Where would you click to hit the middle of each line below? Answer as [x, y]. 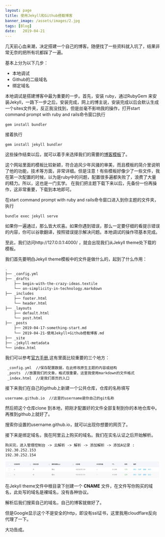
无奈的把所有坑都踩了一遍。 [37, 53]
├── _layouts [18, 309]
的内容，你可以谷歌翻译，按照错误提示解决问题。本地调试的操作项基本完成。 [82, 232]
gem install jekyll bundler [34, 145]
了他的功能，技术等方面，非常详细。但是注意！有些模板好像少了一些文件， [80, 171]
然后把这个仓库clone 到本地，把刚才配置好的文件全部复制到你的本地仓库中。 [82, 408]
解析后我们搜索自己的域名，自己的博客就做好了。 [55, 502]
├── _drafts [17, 279]
